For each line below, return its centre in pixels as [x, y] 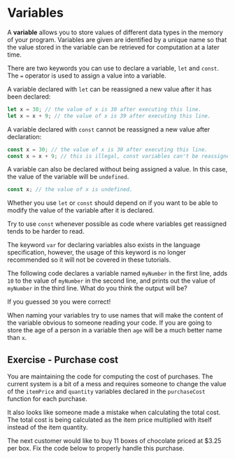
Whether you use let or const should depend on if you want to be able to [113, 203]
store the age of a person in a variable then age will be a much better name [115, 330]
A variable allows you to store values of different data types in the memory [115, 32]
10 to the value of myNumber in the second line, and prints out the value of [111, 281]
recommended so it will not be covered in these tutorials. [89, 260]
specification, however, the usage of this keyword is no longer [97, 253]
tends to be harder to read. [46, 232]
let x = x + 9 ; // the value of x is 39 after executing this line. [109, 116]
